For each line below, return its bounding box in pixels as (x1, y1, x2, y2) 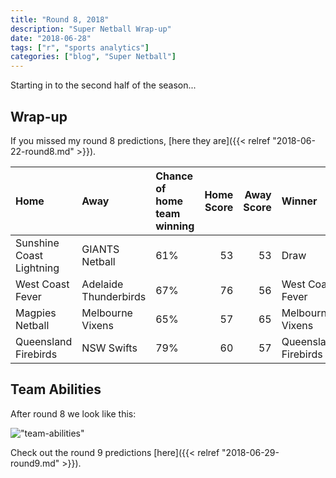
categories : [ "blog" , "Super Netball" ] (10, 52, 177, 62)
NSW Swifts (81, 341, 138, 355)
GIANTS (81, 242, 120, 256)
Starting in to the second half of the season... (10, 79, 197, 91)
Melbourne (81, 306, 133, 320)
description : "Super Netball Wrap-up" (10, 24, 172, 34)
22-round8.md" (10, 145, 75, 157)
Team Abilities (10, 381, 102, 398)
